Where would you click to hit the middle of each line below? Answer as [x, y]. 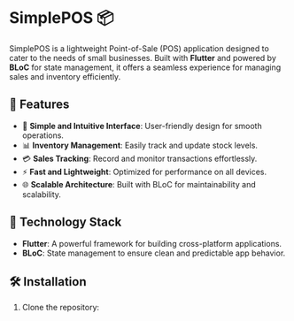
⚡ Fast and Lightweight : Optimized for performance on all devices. [144, 172]
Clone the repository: [61, 308]
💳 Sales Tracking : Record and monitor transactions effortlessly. [139, 158]
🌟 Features [39, 105]
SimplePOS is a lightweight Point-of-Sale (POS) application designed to [139, 48]
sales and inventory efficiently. [65, 76]
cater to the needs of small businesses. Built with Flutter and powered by [143, 57]
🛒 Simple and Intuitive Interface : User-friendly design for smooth [142, 126]
